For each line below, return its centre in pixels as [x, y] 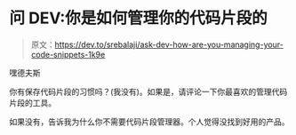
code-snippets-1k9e [68, 54]
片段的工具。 [32, 102]
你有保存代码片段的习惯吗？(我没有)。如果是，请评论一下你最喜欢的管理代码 [148, 91]
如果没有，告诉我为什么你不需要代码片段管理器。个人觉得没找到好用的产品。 [149, 122]
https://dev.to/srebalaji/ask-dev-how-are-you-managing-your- [169, 44]
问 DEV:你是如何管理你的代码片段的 [139, 18]
